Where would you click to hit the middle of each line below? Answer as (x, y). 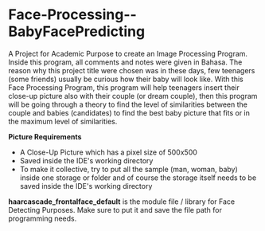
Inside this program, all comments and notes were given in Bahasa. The (125, 62)
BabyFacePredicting (77, 31)
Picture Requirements (45, 136)
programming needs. (43, 218)
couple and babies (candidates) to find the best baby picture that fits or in (129, 112)
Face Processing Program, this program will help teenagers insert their (124, 87)
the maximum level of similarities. (63, 121)
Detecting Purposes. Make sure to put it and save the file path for (115, 209)
